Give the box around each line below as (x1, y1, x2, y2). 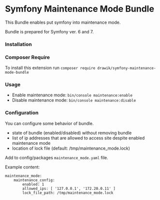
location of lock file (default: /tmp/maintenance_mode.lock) (12, 145, 131, 151)
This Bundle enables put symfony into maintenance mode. (5, 19, 121, 25)
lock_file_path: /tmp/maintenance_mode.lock (22, 190, 114, 195)
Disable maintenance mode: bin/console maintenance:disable (12, 97, 136, 103)
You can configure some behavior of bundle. (5, 120, 94, 126)
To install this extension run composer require (5, 65, 96, 71)
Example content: (5, 164, 40, 170)
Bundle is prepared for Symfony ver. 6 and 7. (5, 29, 94, 34)
